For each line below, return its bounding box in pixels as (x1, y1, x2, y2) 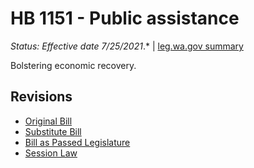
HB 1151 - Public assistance (10, 7, 240, 30)
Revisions (10, 88, 73, 106)
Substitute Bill (24, 125, 82, 137)
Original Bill (24, 115, 73, 127)
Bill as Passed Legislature (24, 136, 131, 148)
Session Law (24, 147, 78, 159)
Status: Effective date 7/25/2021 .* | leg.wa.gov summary (10, 40, 244, 52)
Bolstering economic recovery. (10, 59, 137, 71)
